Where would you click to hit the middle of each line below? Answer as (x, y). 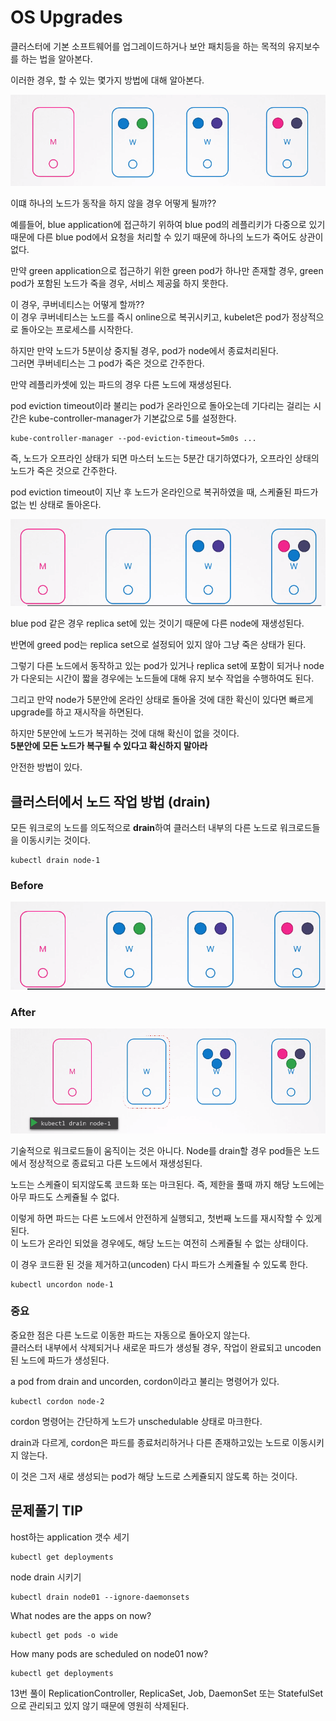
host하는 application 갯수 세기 (70, 1537)
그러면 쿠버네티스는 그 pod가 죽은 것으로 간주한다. (107, 363)
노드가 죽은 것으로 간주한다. (64, 471)
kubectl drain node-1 (55, 861)
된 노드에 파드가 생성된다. (60, 1360)
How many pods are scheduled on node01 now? (109, 1653)
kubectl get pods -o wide (64, 1635)
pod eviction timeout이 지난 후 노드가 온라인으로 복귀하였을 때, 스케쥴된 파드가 (164, 492)
